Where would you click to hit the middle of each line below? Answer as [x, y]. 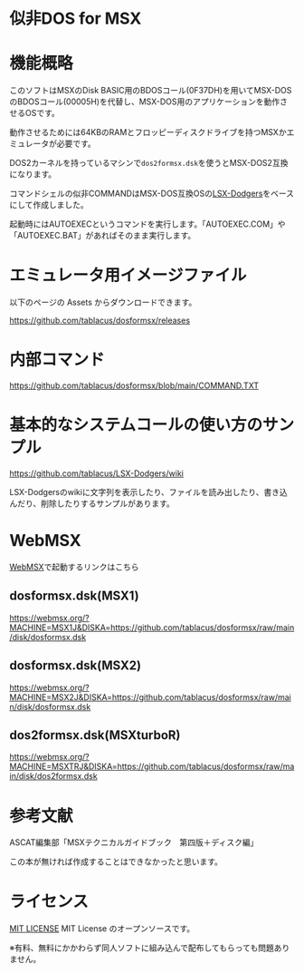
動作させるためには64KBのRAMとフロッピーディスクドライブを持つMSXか [148, 132]
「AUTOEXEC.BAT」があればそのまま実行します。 [103, 236]
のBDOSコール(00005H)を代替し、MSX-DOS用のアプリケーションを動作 [145, 102]
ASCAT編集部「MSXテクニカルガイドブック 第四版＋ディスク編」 [134, 842]
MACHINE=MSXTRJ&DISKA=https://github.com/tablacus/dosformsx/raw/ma [152, 766]
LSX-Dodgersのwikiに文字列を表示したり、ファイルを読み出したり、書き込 [148, 491]
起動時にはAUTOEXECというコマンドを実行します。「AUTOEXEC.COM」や [148, 224]
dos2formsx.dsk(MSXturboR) [95, 735]
